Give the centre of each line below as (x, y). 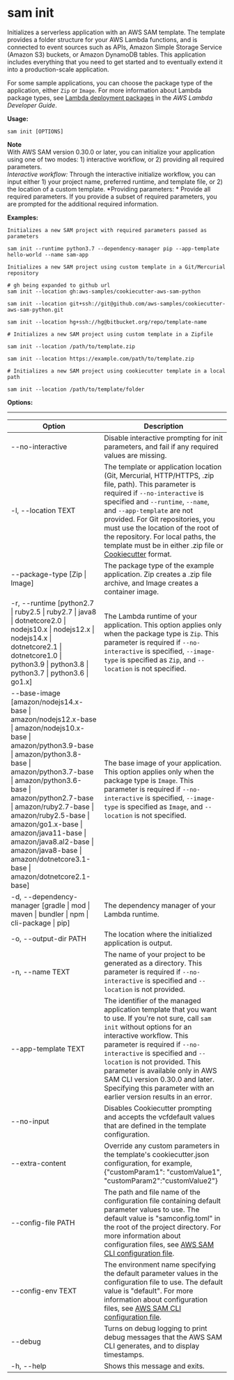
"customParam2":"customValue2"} (161, 1181)
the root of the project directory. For (163, 1227)
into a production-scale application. (58, 69)
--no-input (30, 1121)
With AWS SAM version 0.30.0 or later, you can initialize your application (111, 152)
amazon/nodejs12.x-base (54, 719)
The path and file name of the (152, 1192)
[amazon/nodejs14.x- (47, 702)
